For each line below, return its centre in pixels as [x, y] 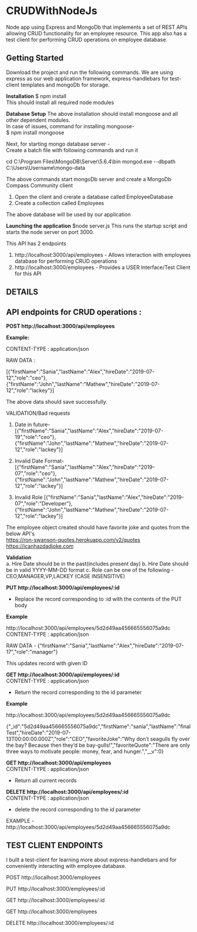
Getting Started [35, 58]
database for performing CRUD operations [66, 261]
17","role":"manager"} [32, 652]
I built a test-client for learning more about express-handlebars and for [91, 860]
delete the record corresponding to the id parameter [77, 809]
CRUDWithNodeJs [52, 11]
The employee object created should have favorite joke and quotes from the [98, 527]
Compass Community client [40, 185]
